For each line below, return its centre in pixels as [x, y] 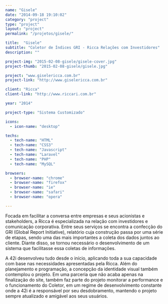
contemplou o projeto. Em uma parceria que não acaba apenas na [74, 274]
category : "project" [27, 19]
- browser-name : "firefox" [38, 183]
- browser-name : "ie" [33, 187]
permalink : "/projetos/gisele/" [39, 34]
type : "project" [22, 24]
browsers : [16, 173]
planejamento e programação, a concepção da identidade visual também [82, 269]
